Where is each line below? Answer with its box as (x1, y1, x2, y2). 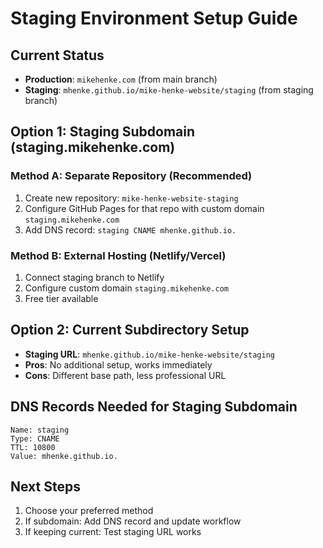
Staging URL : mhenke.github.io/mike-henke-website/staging (24, 348, 275, 360)
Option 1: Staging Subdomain (10, 123, 196, 141)
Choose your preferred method (24, 505, 154, 517)
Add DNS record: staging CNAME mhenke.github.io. (24, 223, 237, 236)
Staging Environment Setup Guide (10, 7, 298, 30)
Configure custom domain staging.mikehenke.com (24, 282, 230, 294)
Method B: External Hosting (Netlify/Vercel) (10, 248, 227, 262)
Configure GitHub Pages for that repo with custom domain (24, 202, 265, 214)
